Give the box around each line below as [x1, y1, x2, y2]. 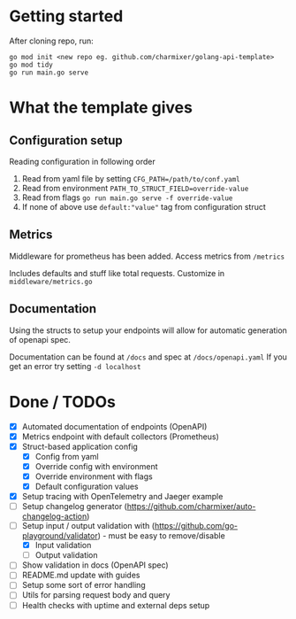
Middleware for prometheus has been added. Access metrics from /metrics [9, 251, 285, 261]
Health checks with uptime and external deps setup [21, 600, 210, 610]
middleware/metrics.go [9, 277, 93, 286]
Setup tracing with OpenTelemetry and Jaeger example [21, 491, 224, 501]
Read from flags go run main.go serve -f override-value [21, 192, 233, 203]
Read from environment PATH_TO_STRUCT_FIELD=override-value [21, 182, 249, 193]
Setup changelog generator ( [21, 501, 128, 511]
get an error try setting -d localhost [9, 360, 141, 371]
